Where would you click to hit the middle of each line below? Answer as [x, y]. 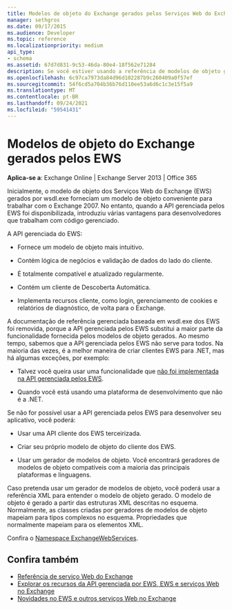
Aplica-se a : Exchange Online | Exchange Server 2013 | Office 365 [102, 177]
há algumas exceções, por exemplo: [59, 358]
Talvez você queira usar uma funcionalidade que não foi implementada [118, 371]
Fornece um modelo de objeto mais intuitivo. [80, 247]
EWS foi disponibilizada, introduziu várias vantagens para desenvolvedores [114, 213]
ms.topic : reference [37, 39]
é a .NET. [30, 399]
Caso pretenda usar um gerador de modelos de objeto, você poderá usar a [114, 488]
